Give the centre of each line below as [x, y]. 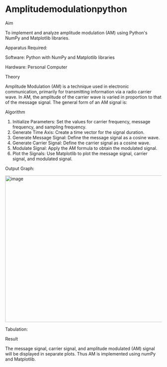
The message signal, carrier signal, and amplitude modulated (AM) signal [80, 349]
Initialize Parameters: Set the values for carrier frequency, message [81, 121]
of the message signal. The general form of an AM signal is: [66, 102]
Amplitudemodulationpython [66, 9]
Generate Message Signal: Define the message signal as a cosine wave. [86, 137]
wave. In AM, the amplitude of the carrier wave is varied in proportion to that [83, 97]
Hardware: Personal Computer [36, 67]
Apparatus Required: [26, 47]
